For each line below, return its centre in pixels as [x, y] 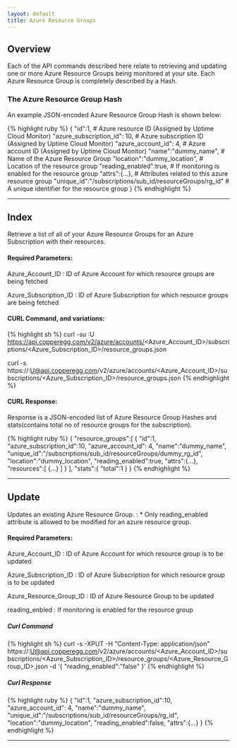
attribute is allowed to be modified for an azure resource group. [99, 522]
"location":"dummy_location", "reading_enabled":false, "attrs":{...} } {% [110, 723]
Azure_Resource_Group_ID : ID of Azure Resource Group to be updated [111, 596]
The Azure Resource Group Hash [65, 100]
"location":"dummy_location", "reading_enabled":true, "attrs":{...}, [103, 461]
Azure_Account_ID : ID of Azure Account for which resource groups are [111, 273]
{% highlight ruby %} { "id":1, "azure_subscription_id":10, [90, 700]
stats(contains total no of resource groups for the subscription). [100, 425]
